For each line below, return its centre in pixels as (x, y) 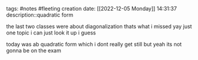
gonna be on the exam (34, 50)
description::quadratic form (40, 15)
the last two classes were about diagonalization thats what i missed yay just (99, 26)
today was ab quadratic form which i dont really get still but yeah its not (94, 44)
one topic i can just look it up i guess (51, 33)
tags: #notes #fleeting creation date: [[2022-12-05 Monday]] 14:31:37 (92, 9)
